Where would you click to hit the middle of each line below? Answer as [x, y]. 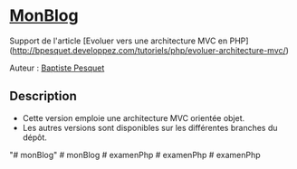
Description [43, 96]
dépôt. [35, 137]
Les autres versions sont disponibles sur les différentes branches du [150, 127]
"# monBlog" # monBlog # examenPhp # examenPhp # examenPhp [135, 155]
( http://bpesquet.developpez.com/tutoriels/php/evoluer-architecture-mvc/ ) [149, 50]
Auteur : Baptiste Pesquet [57, 68]
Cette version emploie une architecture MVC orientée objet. [134, 117]
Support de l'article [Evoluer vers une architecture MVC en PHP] [129, 41]
